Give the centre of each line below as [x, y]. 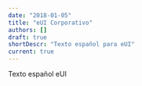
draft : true [27, 37]
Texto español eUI [37, 74]
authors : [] [27, 30]
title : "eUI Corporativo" [50, 23]
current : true [31, 52]
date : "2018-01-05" [40, 15]
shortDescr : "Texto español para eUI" [71, 45]
